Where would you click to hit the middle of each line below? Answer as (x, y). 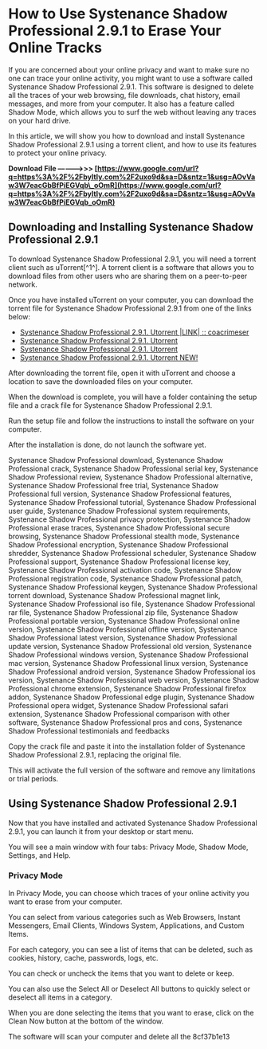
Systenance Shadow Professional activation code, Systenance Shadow (125, 570)
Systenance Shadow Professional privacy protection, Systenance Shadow (130, 519)
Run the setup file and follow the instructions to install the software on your (132, 421)
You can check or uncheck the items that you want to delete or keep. (122, 973)
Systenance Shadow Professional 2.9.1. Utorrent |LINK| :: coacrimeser (134, 332)
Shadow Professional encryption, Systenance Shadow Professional (118, 544)
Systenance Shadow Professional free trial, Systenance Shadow (114, 485)
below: (19, 316)
